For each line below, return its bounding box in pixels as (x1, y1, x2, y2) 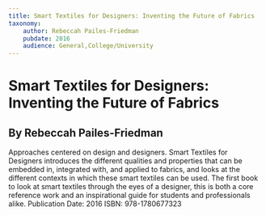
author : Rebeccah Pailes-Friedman (23, 27, 139, 35)
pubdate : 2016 (23, 34, 70, 43)
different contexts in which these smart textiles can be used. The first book (8, 173, 259, 183)
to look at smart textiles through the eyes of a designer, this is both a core (8, 182, 254, 192)
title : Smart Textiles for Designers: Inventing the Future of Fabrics (8, 11, 255, 20)
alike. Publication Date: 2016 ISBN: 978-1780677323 (8, 199, 182, 209)
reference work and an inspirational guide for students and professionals (8, 191, 251, 200)
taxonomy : (8, 19, 42, 27)
